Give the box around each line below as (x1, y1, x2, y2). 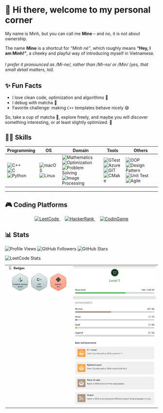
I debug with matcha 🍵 (12, 99, 57, 106)
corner (5, 15, 33, 26)
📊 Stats (5, 230, 30, 239)
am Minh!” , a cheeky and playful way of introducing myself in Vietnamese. (5, 50, 155, 56)
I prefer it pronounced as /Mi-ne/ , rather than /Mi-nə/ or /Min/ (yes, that (5, 61, 149, 67)
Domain (72, 147, 89, 153)
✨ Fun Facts (5, 82, 42, 90)
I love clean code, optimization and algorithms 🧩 (12, 94, 108, 100)
